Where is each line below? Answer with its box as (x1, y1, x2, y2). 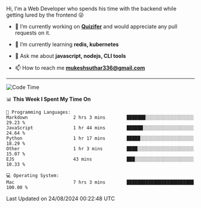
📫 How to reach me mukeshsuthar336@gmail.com (14, 64, 145, 71)
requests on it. (14, 29, 51, 36)
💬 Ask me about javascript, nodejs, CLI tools (14, 52, 126, 59)
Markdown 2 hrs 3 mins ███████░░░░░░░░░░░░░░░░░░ (6, 114, 194, 120)
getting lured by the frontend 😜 (6, 11, 84, 18)
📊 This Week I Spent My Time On (6, 95, 91, 103)
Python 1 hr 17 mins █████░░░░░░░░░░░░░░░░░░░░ (6, 135, 194, 141)
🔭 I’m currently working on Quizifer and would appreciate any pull (14, 23, 178, 30)
